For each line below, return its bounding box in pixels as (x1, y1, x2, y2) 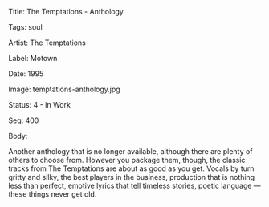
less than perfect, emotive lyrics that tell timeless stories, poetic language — (8, 181, 261, 190)
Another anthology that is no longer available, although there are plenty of (8, 147, 253, 156)
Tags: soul (8, 22, 43, 31)
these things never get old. (8, 189, 97, 199)
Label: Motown (8, 54, 58, 63)
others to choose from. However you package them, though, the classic (8, 156, 246, 164)
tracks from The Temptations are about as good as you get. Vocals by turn (8, 164, 255, 173)
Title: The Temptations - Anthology (8, 7, 124, 16)
